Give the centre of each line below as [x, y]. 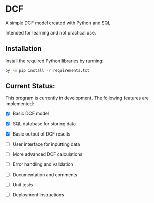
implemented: [20, 104]
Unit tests [23, 184]
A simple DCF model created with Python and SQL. [58, 23]
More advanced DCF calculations [48, 154]
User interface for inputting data [46, 144]
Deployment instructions [38, 195]
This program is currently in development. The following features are [77, 98]
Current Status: [30, 86]
